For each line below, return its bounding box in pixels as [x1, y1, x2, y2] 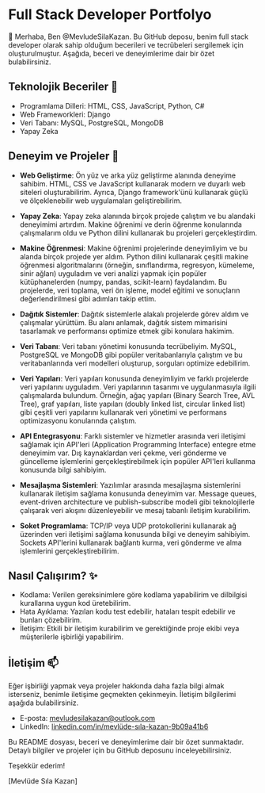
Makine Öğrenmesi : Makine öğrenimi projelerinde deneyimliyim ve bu [19, 243, 248, 253]
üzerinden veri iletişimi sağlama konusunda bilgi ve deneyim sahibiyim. [19, 529, 251, 538]
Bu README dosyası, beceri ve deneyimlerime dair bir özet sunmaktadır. [8, 737, 244, 747]
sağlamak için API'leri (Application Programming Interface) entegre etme [19, 439, 256, 449]
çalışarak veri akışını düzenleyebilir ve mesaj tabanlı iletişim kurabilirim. [19, 505, 251, 515]
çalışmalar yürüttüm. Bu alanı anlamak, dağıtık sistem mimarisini [19, 317, 228, 327]
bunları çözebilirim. [19, 615, 82, 625]
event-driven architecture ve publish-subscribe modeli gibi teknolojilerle [19, 497, 256, 507]
